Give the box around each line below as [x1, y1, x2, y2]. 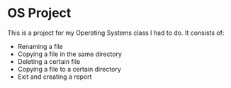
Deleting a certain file [17, 57, 81, 65]
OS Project [7, 5, 72, 21]
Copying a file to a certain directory [17, 65, 122, 73]
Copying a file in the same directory [17, 50, 123, 58]
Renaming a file [17, 42, 64, 50]
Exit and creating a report [17, 72, 92, 81]
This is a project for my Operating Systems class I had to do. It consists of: [7, 28, 225, 37]
